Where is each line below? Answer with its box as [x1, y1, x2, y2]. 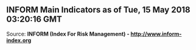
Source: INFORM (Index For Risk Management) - [6, 30, 130, 37]
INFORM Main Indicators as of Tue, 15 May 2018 [6, 5, 191, 15]
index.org [6, 36, 32, 44]
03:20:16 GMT [6, 14, 63, 25]
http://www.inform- [130, 30, 182, 37]
